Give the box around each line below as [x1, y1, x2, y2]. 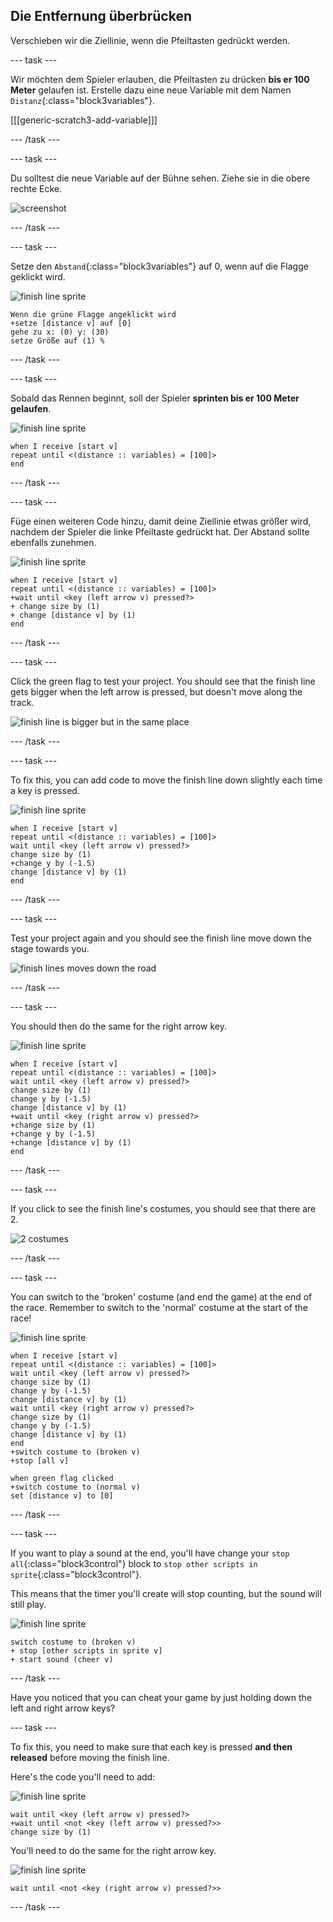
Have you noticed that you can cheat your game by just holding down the [10, 1691, 313, 1703]
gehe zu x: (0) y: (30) [10, 327, 110, 337]
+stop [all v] [10, 1455, 70, 1466]
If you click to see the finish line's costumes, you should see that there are [10, 1202, 317, 1214]
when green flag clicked [10, 1473, 114, 1483]
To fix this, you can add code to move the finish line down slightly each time [10, 774, 323, 786]
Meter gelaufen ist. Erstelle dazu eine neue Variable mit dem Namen [10, 84, 292, 96]
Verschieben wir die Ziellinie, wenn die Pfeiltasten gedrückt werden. [10, 34, 290, 46]
